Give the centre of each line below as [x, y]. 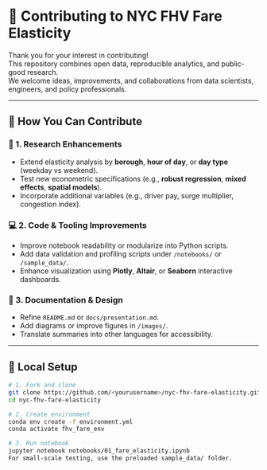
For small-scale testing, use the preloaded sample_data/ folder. [120, 458]
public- [233, 64]
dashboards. [40, 279]
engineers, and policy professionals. [68, 89]
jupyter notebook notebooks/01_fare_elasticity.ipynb [99, 451]
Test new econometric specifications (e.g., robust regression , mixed [133, 178]
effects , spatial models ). [61, 187]
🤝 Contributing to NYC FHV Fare [115, 16]
